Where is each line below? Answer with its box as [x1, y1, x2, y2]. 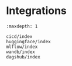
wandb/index [6, 48, 35, 55]
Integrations [6, 4, 67, 18]
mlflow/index [6, 44, 38, 50]
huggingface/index [6, 39, 51, 44]
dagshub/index [6, 54, 41, 60]
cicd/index [6, 33, 33, 39]
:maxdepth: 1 [6, 23, 38, 29]
